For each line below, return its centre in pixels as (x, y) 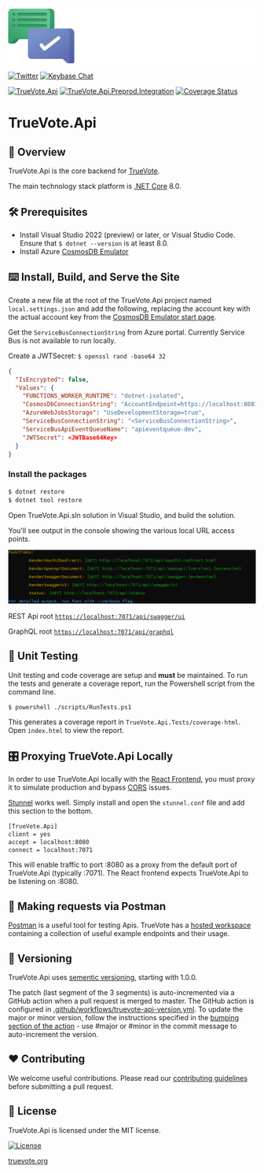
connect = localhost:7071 (50, 850)
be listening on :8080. (44, 882)
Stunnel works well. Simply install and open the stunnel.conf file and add (126, 803)
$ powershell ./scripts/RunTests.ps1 (70, 707)
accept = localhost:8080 (49, 842)
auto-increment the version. (53, 1034)
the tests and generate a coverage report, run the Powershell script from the (132, 683)
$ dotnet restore (37, 492)
